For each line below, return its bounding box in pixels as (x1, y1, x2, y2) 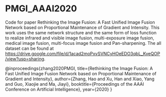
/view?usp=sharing (5, 56, 45, 62)
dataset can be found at (5, 45, 54, 51)
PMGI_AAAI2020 (5, 3, 77, 14)
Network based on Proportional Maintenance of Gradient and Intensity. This (5, 24, 160, 30)
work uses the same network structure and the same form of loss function (5, 30, 157, 35)
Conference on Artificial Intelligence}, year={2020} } (5, 86, 112, 92)
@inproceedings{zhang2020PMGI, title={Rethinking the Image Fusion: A (5, 65, 153, 71)
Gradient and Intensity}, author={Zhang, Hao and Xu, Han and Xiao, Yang (5, 76, 155, 82)
